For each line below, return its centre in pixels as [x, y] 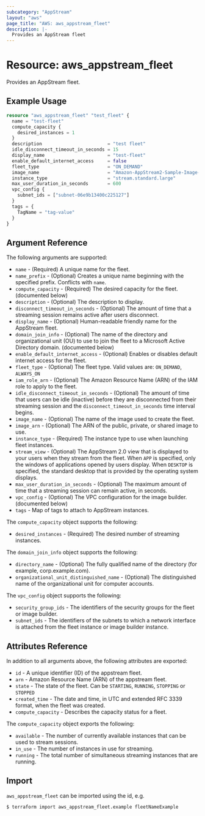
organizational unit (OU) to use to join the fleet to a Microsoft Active [100, 341]
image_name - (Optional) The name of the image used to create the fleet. [105, 419]
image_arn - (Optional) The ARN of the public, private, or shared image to [106, 426]
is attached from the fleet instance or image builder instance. [92, 627]
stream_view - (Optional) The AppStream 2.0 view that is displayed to [102, 451]
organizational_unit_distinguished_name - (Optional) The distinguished [106, 577]
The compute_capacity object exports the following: [70, 724]
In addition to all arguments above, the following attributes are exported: [97, 661]
